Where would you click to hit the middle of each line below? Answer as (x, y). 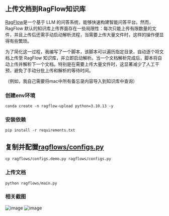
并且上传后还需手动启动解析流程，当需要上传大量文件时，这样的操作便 (87, 35)
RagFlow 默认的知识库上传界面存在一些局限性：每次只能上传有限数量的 (79, 28)
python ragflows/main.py (31, 183)
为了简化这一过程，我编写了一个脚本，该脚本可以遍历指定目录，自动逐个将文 (84, 51)
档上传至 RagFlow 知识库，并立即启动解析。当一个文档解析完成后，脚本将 (81, 58)
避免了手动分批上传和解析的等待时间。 (54, 70)
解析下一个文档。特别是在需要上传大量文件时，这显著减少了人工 (89, 64)
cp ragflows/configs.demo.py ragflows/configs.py (58, 159)
